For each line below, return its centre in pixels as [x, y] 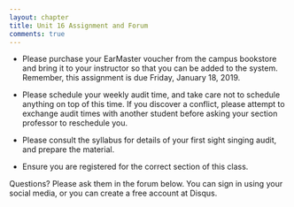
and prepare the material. [68, 149]
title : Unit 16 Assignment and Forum [79, 26]
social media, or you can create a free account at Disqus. [113, 193]
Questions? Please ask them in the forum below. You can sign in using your [146, 184]
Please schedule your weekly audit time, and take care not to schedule [151, 95]
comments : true [37, 34]
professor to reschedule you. [75, 123]
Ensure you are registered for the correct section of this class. [135, 167]
